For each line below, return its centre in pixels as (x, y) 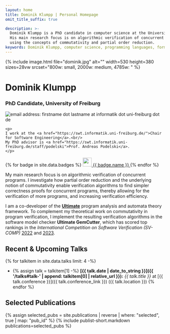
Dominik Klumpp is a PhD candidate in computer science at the (78, 33)
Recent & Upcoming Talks (47, 249)
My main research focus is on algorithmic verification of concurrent (75, 175)
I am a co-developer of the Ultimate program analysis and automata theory (83, 206)
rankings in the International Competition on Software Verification (74, 228)
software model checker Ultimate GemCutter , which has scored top (76, 222)
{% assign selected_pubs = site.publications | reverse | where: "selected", (82, 315)
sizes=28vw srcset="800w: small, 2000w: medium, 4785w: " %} (73, 67)
